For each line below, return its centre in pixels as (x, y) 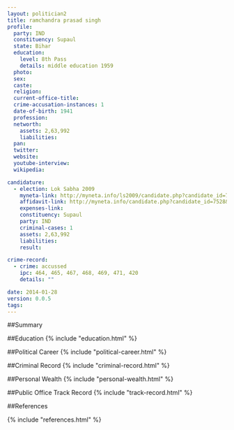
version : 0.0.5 (29, 299)
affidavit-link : (44, 202)
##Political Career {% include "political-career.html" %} (87, 352)
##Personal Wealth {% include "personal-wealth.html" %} (91, 379)
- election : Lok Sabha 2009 (54, 189)
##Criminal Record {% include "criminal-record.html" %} (89, 366)
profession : (31, 117)
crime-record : (28, 260)
